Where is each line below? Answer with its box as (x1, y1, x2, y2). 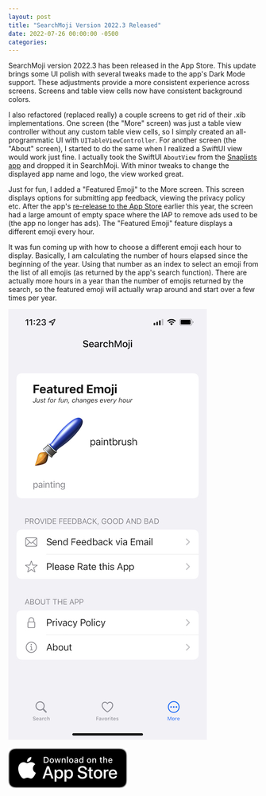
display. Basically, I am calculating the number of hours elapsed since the (8, 251, 249, 260)
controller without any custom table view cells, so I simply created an (8, 127, 234, 137)
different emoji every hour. (8, 227, 95, 236)
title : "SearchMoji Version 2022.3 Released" (8, 21, 161, 29)
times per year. (8, 293, 57, 302)
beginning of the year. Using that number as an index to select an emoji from (8, 259, 259, 269)
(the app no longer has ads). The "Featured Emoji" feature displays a (8, 219, 233, 228)
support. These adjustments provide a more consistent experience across (8, 78, 250, 88)
